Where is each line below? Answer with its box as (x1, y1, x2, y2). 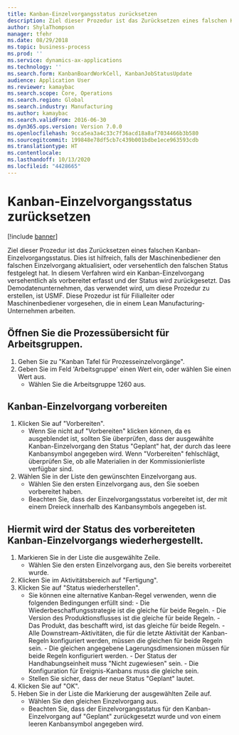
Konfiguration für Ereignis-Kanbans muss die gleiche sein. (28, 667, 199, 675)
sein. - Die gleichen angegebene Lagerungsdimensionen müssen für (28, 644, 230, 652)
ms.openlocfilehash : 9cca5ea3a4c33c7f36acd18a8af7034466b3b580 (7, 130, 199, 137)
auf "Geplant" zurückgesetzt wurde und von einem (72, 712, 221, 721)
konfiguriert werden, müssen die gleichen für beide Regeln (50, 637, 223, 645)
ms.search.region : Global (7, 97, 84, 104)
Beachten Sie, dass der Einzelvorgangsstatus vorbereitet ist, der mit (28, 495, 228, 504)
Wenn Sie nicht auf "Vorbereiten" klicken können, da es (28, 427, 191, 435)
